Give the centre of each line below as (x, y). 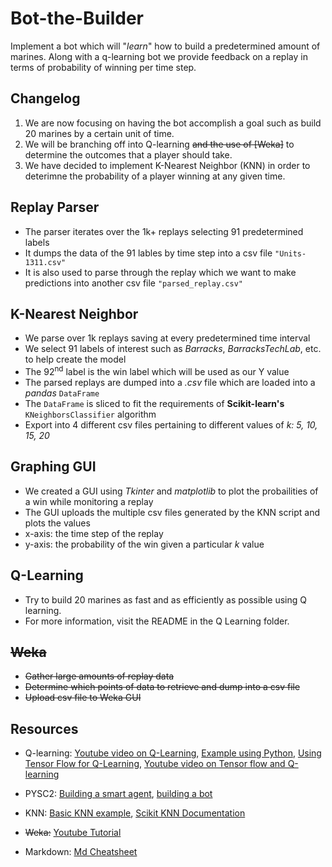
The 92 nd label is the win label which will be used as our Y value (157, 371)
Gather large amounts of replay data (99, 676)
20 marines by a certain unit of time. (99, 133)
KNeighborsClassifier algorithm (90, 414)
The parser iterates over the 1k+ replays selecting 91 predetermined (164, 231)
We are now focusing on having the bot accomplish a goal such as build (173, 123)
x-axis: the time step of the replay (94, 533)
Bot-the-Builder (77, 18)
